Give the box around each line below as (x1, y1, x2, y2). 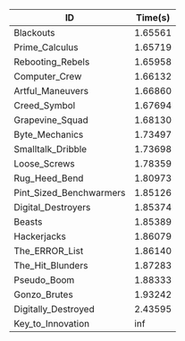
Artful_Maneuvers (13, 85, 89, 97)
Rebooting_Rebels (13, 55, 90, 68)
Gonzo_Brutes (13, 288, 73, 301)
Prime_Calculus (13, 41, 79, 53)
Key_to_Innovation (13, 318, 90, 329)
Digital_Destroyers (13, 201, 91, 213)
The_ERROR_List (13, 245, 84, 257)
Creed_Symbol (13, 99, 76, 111)
